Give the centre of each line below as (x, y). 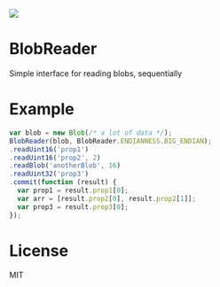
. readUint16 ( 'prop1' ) (49, 149)
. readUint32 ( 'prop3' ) (49, 174)
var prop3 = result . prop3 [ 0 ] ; (73, 207)
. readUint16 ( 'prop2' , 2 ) (55, 158)
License (39, 250)
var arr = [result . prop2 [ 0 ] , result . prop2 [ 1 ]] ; (107, 198)
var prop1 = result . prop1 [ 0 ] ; (73, 190)
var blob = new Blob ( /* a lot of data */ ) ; (91, 133)
